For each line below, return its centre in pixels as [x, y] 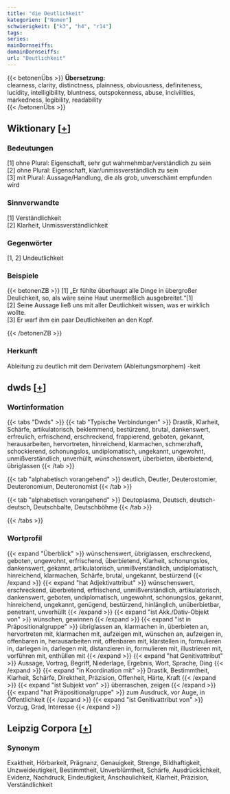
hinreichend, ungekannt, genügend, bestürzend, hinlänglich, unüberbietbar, [114, 604]
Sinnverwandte [33, 203]
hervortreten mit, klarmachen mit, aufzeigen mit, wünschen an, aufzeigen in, [115, 634]
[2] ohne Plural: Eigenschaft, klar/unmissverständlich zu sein [93, 170]
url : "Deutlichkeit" [37, 58]
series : [18, 39]
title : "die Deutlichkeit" [46, 13]
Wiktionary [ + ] [39, 129]
